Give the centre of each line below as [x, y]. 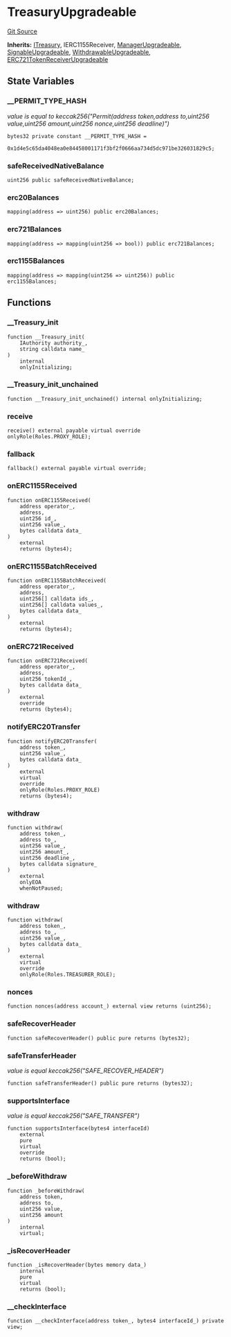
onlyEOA [30, 882]
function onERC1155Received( [49, 500]
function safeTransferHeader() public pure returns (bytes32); [100, 1084]
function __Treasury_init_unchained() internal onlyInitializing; [105, 399]
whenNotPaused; [41, 888]
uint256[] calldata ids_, [57, 598]
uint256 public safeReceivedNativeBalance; [71, 180]
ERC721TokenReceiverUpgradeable [58, 59]
